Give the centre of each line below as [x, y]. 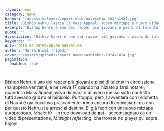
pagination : [17, 59]
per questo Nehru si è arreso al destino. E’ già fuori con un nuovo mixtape [79, 108]
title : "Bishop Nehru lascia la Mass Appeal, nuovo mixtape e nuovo [76, 23]
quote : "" [15, 32]
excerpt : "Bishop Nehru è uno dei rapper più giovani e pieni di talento [82, 28]
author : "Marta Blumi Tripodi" [37, 50]
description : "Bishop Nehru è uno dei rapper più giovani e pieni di [77, 37]
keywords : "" [18, 41]
